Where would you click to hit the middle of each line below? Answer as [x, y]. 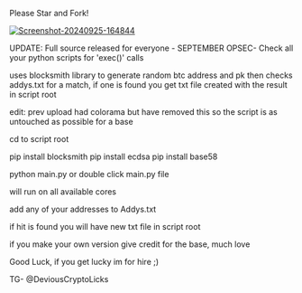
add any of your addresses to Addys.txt [83, 209]
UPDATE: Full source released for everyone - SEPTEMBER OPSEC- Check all [151, 48]
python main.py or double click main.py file [89, 174]
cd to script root [39, 139]
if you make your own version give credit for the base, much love [130, 244]
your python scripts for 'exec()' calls [77, 57]
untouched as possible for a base [71, 122]
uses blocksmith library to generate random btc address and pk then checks [151, 75]
